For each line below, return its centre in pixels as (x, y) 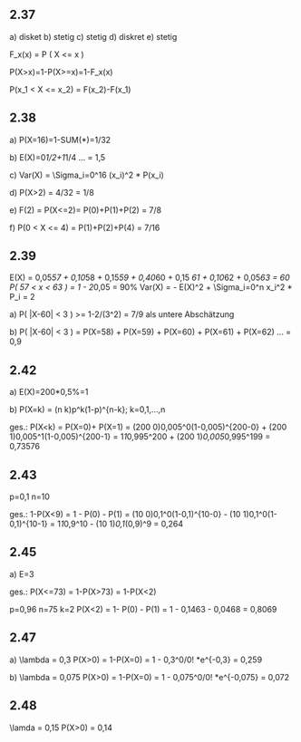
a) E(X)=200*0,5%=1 (49, 392)
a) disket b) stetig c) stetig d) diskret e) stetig (93, 36)
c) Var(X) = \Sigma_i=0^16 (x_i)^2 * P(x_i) (87, 175)
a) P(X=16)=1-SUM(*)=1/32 (60, 140)
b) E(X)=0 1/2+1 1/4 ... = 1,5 (58, 157)
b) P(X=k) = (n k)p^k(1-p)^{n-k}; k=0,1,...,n (87, 410)
